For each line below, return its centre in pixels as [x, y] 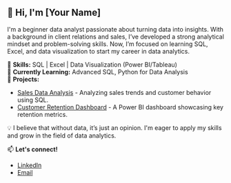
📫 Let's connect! [32, 149]
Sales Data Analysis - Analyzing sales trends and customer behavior [114, 92]
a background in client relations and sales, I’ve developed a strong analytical [115, 36]
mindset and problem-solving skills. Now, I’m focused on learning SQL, [108, 44]
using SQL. [33, 100]
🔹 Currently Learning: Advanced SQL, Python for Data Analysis [98, 72]
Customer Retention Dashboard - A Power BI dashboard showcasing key [120, 107]
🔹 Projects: [23, 79]
